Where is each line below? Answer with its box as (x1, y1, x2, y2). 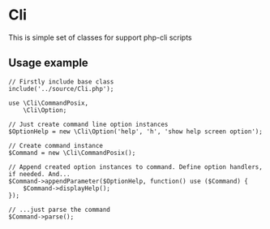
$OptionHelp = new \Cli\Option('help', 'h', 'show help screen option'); (8, 127, 264, 136)
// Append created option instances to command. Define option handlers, (8, 162, 264, 171)
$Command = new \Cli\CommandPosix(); (8, 149, 136, 157)
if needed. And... (8, 170, 71, 178)
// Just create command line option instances (8, 120, 169, 128)
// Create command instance (8, 141, 104, 149)
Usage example (8, 56, 89, 70)
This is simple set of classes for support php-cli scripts (8, 32, 192, 42)
